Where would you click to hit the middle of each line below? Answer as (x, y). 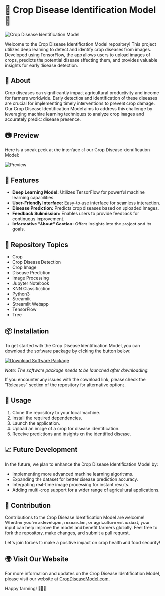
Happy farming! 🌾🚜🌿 (26, 589)
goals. (19, 229)
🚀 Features (22, 180)
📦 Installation (27, 331)
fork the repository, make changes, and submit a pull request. (68, 533)
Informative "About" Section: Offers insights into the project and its (82, 224)
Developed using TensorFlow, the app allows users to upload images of (78, 55)
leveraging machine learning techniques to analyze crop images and (75, 114)
